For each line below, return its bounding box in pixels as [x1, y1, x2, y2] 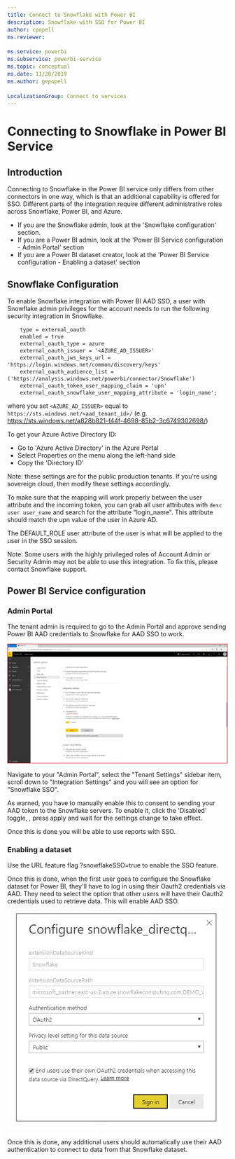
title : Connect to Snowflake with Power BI [7, 11, 136, 18]
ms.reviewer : [7, 34, 45, 41]
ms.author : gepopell [7, 78, 68, 85]
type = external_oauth [20, 327, 86, 334]
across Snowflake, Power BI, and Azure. [7, 207, 122, 216]
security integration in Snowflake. [7, 312, 104, 320]
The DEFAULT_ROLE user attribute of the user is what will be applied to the [7, 529, 222, 537]
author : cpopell [7, 26, 55, 33]
